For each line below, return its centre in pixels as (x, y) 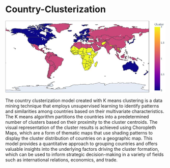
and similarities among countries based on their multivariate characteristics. (85, 111)
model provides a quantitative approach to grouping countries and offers (81, 144)
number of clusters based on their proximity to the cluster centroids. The (81, 122)
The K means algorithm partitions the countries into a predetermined (77, 117)
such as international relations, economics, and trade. (62, 160)
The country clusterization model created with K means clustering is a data (84, 100)
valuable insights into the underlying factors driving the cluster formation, (82, 149)
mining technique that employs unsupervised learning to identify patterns (82, 106)
